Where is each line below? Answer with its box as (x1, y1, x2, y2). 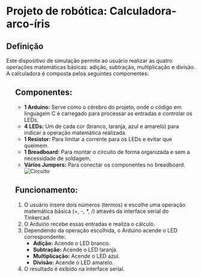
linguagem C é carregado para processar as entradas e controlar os (23, 110, 193, 117)
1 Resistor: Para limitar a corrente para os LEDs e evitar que (23, 135, 173, 142)
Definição (6, 41, 44, 51)
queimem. (23, 142, 49, 149)
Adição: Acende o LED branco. (32, 240, 110, 247)
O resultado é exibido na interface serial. (23, 265, 125, 272)
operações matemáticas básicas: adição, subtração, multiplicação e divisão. (6, 63, 196, 71)
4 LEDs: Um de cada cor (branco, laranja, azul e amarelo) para (23, 123, 179, 130)
